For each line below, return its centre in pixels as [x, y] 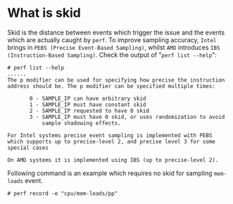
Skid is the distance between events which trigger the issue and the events [116, 32]
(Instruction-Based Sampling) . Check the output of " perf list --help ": [112, 55]
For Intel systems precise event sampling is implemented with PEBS [110, 135]
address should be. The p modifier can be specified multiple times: [112, 86]
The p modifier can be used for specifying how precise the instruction [116, 80]
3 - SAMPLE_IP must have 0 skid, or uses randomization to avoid [127, 117]
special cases [28, 148]
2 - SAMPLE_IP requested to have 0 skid [89, 110]
